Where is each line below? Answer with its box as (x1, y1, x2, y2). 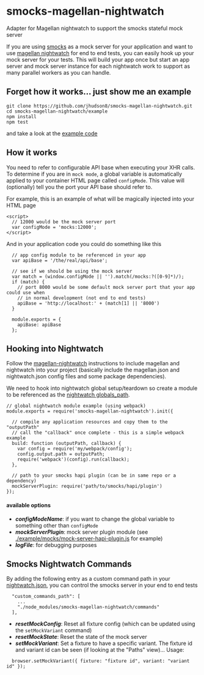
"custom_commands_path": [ (12, 594, 81, 600)
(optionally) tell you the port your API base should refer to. (6, 183, 153, 190)
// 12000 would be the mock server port (12, 218, 116, 225)
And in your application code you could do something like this (6, 240, 162, 247)
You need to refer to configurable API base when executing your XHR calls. (6, 163, 195, 171)
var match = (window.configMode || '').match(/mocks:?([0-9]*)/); (12, 274, 184, 280)
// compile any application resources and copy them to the (12, 419, 168, 425)
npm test (6, 119, 29, 125)
